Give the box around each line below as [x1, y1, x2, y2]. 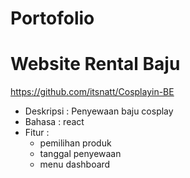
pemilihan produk [39, 137, 112, 149]
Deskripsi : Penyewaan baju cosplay [24, 105, 174, 117]
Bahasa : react [24, 116, 85, 128]
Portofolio [10, 7, 95, 30]
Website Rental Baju [10, 53, 181, 76]
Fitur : [24, 127, 50, 139]
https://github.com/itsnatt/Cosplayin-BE [10, 86, 175, 98]
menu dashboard [39, 158, 111, 171]
